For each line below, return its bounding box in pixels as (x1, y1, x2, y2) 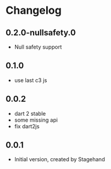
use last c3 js (14, 76, 47, 84)
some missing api (14, 116, 58, 123)
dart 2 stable (14, 110, 46, 117)
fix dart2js (14, 122, 40, 129)
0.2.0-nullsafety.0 (5, 28, 76, 38)
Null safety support (14, 43, 62, 50)
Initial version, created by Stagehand (14, 156, 106, 163)
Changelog (5, 4, 62, 17)
